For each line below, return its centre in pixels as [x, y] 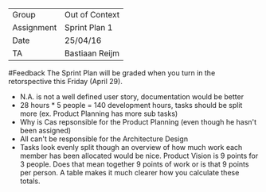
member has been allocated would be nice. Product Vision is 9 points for [139, 156]
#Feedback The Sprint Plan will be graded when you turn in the [112, 73]
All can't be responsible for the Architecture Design [104, 139]
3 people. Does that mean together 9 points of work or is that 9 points [134, 164]
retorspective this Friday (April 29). [66, 81]
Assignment [35, 27]
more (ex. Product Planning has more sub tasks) [99, 113]
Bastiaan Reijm [92, 53]
